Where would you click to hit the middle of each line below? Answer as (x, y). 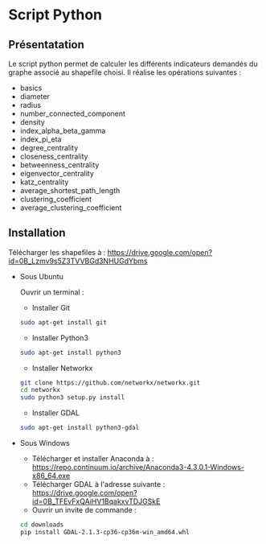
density (33, 122)
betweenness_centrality (59, 165)
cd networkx (40, 390)
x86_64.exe (51, 476)
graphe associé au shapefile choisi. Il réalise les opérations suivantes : (125, 72)
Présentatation (46, 45)
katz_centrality (44, 182)
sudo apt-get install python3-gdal (80, 428)
